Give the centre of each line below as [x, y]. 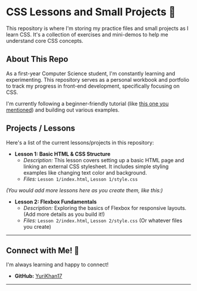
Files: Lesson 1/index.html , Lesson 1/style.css [80, 179]
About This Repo [37, 59]
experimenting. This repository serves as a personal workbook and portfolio [98, 79]
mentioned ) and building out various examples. [63, 110]
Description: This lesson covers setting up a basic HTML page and [104, 160]
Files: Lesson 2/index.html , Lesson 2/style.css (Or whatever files [103, 220]
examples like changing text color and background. [85, 172]
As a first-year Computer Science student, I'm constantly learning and [91, 73]
